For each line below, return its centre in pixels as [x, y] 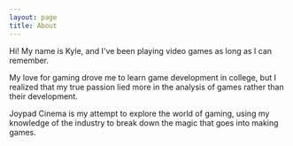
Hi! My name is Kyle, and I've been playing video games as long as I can [141, 50]
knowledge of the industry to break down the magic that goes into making [144, 123]
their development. [43, 96]
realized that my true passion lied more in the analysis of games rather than [147, 87]
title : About [33, 26]
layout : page [33, 17]
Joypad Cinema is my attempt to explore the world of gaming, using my [139, 113]
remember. [29, 60]
